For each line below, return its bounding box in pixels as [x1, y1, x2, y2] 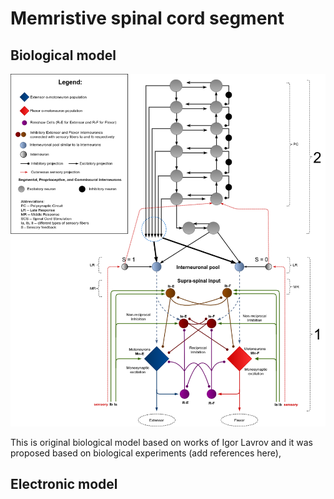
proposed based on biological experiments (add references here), [10, 447, 282, 459]
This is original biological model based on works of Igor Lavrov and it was [10, 437, 314, 449]
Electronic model [10, 476, 118, 493]
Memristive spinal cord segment [10, 7, 285, 30]
